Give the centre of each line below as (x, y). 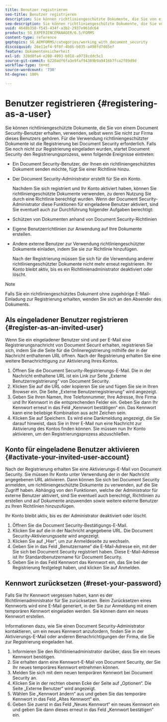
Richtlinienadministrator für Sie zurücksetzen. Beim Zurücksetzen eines (78, 601)
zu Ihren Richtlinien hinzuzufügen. (40, 506)
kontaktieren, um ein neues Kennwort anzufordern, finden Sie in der (75, 632)
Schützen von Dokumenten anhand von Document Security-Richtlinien (85, 219)
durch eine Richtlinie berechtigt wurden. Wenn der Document (75, 199)
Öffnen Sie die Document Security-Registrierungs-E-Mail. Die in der (82, 370)
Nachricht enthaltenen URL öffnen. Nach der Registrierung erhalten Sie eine (83, 356)
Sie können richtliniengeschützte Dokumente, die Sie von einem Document (82, 128)
